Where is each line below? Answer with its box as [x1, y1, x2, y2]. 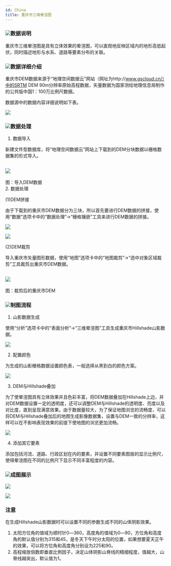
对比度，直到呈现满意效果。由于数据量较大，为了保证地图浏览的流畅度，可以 [5, 407, 166, 413]
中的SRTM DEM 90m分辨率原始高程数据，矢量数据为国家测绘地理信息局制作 [5, 82, 165, 88]
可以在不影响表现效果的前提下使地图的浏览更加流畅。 [9, 420, 121, 426]
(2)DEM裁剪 [5, 244, 31, 250]
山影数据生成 [12, 314, 40, 320]
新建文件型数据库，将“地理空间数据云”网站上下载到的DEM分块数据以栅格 [5, 146, 158, 152]
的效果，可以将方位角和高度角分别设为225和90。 [12, 542, 116, 549]
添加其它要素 [12, 440, 40, 446]
